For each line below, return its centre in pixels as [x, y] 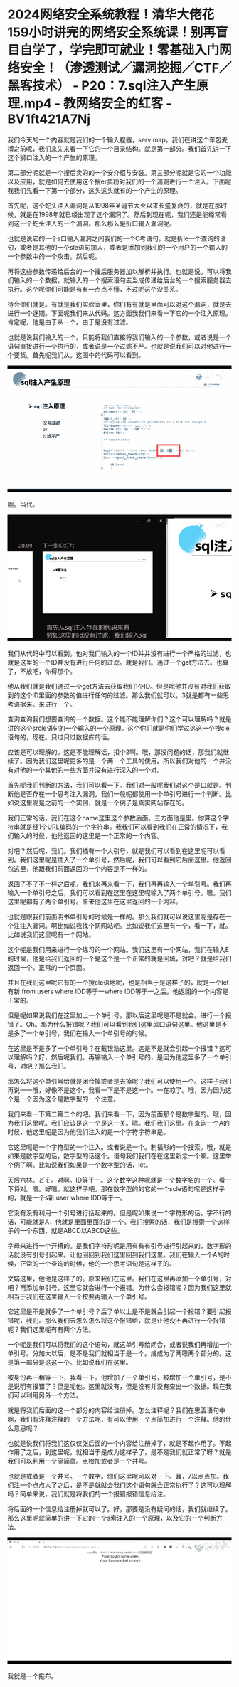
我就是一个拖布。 [32, 1676]
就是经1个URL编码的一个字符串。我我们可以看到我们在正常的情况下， [121, 827]
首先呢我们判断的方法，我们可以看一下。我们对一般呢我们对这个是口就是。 [116, 785]
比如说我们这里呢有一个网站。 [51, 935]
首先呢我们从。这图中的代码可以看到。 [88, 355]
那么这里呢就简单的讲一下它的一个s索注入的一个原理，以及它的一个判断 [112, 1518]
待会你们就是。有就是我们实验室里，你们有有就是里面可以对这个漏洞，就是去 [119, 304]
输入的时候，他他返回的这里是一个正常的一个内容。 [88, 836]
